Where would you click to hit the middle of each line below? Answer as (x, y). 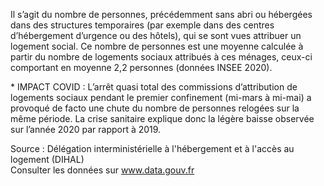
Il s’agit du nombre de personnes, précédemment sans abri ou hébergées (161, 14)
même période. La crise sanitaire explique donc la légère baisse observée (162, 118)
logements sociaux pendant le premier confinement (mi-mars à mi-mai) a (161, 97)
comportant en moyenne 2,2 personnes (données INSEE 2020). (141, 67)
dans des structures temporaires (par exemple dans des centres (142, 25)
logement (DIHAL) (47, 159)
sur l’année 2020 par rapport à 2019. (86, 129)
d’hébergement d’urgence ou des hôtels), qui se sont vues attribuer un (156, 35)
